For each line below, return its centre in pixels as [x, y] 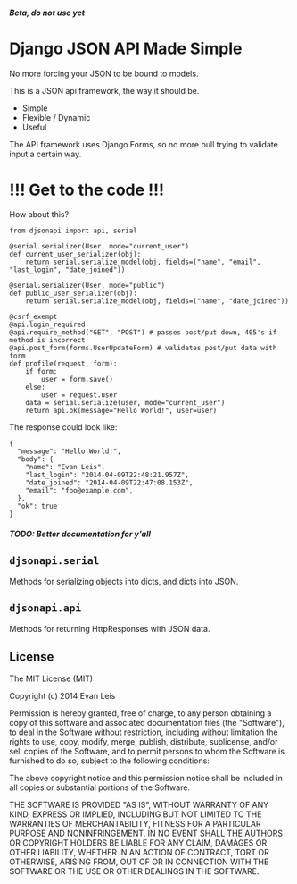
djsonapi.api [45, 608]
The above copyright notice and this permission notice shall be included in [146, 778]
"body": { [35, 459]
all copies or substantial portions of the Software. [99, 787]
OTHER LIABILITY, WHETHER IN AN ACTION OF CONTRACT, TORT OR [139, 852]
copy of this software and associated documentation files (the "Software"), [147, 722]
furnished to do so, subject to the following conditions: [109, 761]
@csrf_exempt [33, 317]
